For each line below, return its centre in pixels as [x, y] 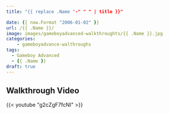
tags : [13, 50]
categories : [21, 39]
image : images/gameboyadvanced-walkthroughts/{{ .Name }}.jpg [84, 33]
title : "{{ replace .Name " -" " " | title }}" [65, 12]
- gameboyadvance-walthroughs [54, 45]
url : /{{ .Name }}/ [30, 28]
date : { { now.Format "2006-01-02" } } [53, 22]
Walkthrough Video [43, 91]
